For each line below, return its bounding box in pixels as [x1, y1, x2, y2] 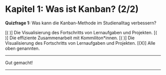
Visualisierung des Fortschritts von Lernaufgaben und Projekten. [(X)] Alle [5, 40, 156, 46]
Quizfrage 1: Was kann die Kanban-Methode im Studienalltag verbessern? [5, 20, 157, 26]
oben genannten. [5, 45, 40, 51]
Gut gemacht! [5, 60, 33, 66]
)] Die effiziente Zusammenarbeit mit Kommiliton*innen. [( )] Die [5, 35, 135, 41]
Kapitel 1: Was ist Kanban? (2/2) [5, 3, 139, 15]
